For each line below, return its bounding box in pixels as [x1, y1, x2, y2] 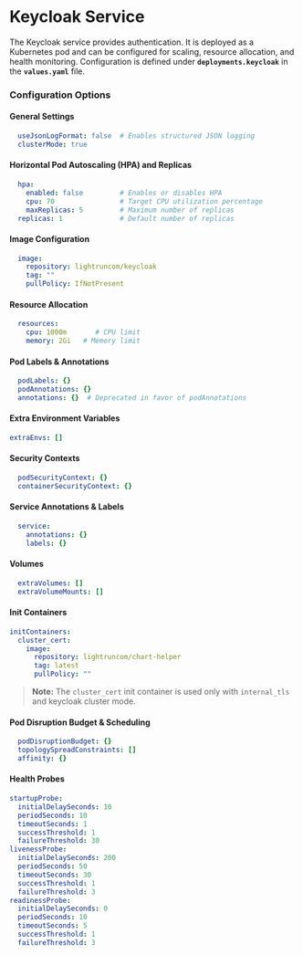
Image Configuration [9, 233, 89, 244]
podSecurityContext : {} [17, 473, 108, 483]
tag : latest [33, 661, 79, 670]
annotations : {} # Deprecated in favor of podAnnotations [17, 393, 247, 403]
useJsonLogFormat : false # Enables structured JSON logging [17, 131, 256, 141]
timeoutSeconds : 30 [17, 870, 92, 879]
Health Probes [9, 773, 66, 784]
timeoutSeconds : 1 [17, 819, 89, 828]
